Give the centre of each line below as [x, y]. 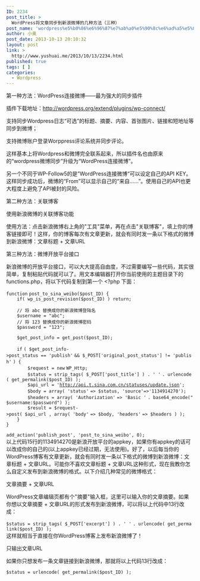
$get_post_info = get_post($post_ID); [65, 338]
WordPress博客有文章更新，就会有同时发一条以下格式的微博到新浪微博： [95, 457]
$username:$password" [33, 403]
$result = [40, 408]
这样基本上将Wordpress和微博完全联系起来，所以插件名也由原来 [85, 154]
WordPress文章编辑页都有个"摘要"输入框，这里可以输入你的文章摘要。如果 [98, 497]
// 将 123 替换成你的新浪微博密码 [54, 322]
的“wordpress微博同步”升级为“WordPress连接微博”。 [71, 161]
